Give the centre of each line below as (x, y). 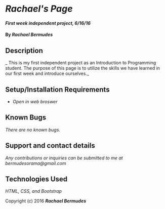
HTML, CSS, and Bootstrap (34, 191)
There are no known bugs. (33, 130)
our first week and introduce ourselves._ (47, 73)
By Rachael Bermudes (29, 35)
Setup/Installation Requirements (57, 89)
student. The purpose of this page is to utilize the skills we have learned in (83, 68)
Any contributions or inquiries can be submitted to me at (64, 158)
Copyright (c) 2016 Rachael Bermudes (46, 201)
